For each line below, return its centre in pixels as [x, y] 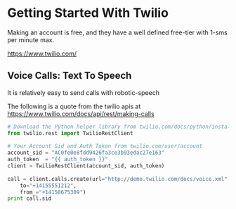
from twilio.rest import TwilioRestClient [70, 133]
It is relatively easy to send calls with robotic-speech [84, 92]
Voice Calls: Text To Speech [70, 76]
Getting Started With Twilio [88, 13]
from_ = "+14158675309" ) [53, 192]
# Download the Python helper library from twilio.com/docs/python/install [120, 127]
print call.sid [29, 198]
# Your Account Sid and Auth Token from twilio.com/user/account [105, 146]
